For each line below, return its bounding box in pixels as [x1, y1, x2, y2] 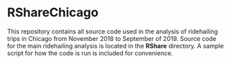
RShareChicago [7, 5, 99, 20]
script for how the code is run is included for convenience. [7, 49, 174, 57]
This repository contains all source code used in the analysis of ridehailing [7, 27, 219, 35]
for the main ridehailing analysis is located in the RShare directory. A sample [7, 42, 224, 50]
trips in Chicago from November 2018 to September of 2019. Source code [7, 34, 217, 42]
